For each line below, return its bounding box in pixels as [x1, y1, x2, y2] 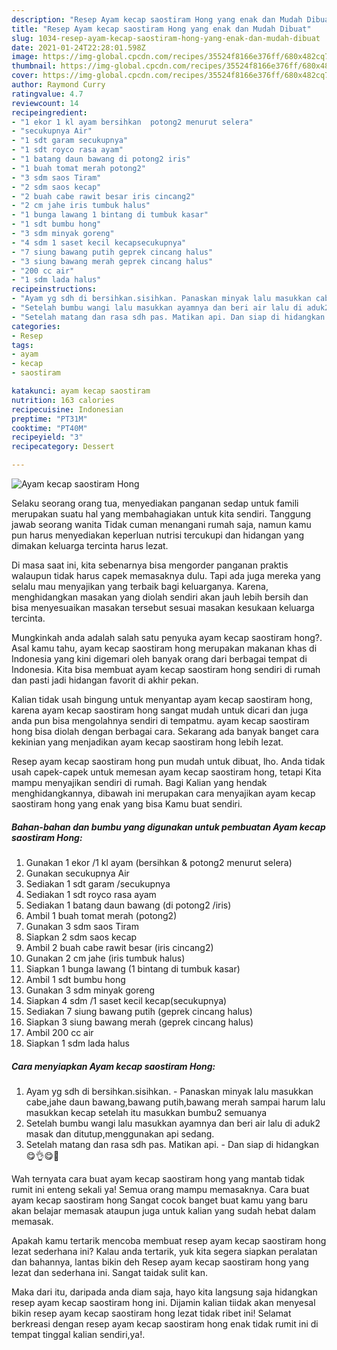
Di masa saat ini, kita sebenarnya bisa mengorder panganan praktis [11, 559, 289, 571]
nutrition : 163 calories [11, 395, 115, 405]
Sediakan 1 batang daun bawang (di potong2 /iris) [25, 899, 232, 911]
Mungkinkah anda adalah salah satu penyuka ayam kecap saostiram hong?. [11, 632, 323, 643]
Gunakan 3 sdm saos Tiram [25, 920, 139, 932]
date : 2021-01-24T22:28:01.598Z [11, 42, 146, 53]
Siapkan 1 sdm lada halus [25, 1037, 130, 1049]
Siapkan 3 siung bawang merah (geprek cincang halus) [25, 1016, 254, 1028]
